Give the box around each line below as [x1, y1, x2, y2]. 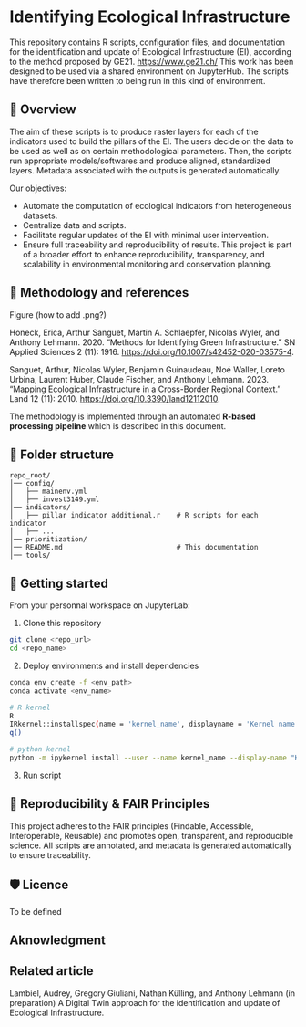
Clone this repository [22, 618, 102, 629]
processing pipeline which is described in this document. [9, 420, 227, 431]
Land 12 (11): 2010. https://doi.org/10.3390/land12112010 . [9, 393, 220, 403]
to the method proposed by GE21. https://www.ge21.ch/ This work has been [9, 56, 294, 67]
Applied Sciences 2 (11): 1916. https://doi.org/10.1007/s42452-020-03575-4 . [9, 346, 294, 357]
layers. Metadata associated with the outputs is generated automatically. [9, 164, 281, 175]
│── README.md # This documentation [9, 543, 259, 552]
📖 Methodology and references [9, 285, 189, 300]
